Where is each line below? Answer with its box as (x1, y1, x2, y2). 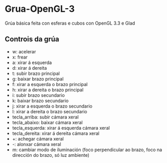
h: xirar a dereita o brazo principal (12, 87, 84, 93)
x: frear (12, 54, 28, 60)
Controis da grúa (5, 35, 60, 44)
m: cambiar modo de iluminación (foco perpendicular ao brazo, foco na (12, 147, 162, 153)
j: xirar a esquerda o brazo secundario (12, 103, 92, 109)
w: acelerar (12, 48, 36, 54)
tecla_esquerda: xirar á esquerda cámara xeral (12, 125, 110, 131)
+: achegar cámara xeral (12, 135, 64, 141)
